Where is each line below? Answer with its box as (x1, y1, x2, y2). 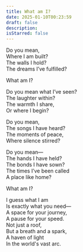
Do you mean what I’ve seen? (6, 88, 77, 95)
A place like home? (6, 174, 52, 181)
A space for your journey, (6, 209, 67, 216)
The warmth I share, (6, 101, 54, 108)
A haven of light (6, 234, 44, 241)
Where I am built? (6, 53, 49, 60)
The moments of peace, (6, 131, 64, 138)
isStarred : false (6, 31, 49, 37)
